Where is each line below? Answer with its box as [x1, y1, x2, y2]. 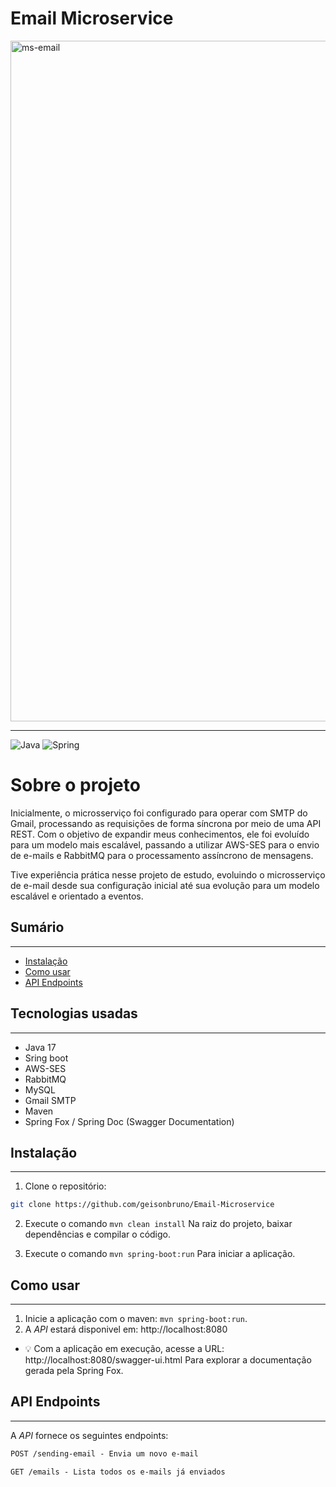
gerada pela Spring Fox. [24, 1365, 124, 1376]
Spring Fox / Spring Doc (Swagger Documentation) [24, 1115, 235, 1127]
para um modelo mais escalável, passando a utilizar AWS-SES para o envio [10, 838, 320, 851]
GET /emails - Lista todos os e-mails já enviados [10, 1467, 226, 1477]
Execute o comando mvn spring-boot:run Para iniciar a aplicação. [24, 1248, 296, 1260]
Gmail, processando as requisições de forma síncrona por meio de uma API [10, 817, 322, 829]
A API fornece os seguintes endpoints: [10, 1429, 169, 1441]
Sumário [10, 919, 65, 936]
